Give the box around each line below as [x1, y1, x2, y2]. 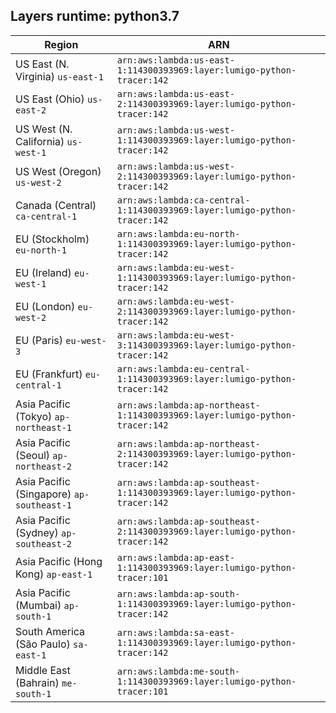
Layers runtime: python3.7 [10, 8, 180, 25]
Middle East [15, 663, 71, 677]
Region [44, 37, 79, 51]
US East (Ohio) [15, 92, 85, 106]
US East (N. [15, 57, 70, 71]
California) [15, 134, 65, 148]
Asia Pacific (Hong [15, 554, 103, 568]
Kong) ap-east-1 [15, 567, 93, 581]
